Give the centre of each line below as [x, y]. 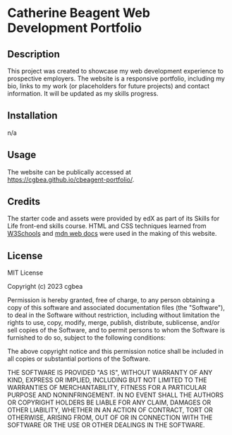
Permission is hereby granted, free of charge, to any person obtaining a [111, 300]
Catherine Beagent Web [79, 13]
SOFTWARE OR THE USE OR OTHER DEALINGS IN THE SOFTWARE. [106, 425]
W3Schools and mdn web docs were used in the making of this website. [112, 234]
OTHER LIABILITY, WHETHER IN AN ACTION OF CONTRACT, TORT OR [110, 410]
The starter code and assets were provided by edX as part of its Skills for [114, 219]
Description [33, 54]
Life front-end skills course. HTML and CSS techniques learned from [107, 226]
